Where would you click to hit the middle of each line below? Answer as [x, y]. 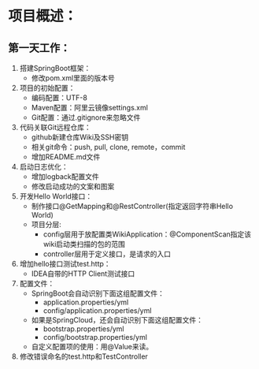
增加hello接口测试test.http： [65, 264]
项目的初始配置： [47, 88]
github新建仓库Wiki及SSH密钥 [80, 137]
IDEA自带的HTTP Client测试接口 [83, 274]
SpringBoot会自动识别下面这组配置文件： [98, 293]
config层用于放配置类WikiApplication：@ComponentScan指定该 [147, 234]
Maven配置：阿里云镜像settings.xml [89, 108]
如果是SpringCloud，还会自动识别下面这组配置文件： [117, 320]
